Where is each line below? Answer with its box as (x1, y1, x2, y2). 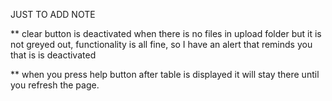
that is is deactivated (10, 49, 97, 61)
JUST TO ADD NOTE (10, 9, 96, 20)
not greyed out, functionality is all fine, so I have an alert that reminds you (10, 39, 313, 50)
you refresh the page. (10, 79, 100, 91)
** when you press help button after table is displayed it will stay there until (10, 69, 320, 80)
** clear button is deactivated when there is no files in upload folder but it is (10, 28, 322, 39)
